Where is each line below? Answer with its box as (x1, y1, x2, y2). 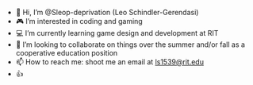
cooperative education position (15, 48, 118, 57)
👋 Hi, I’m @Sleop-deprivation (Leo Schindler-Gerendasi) (15, 8, 199, 17)
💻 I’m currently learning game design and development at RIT (15, 29, 219, 37)
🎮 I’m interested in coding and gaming (15, 17, 143, 25)
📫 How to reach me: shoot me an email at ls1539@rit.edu (15, 57, 205, 67)
